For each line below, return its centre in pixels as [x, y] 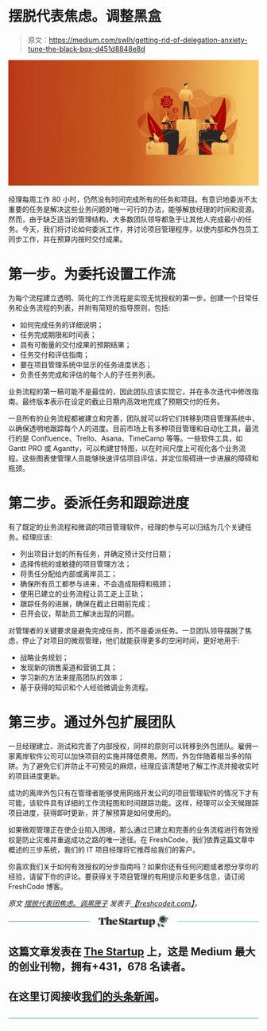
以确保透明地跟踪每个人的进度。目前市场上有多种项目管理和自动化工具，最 [130, 428]
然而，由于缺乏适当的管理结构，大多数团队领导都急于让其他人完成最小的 [126, 219]
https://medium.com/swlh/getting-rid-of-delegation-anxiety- [148, 40]
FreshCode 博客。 [38, 886]
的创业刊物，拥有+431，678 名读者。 [100, 967]
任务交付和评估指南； [54, 355]
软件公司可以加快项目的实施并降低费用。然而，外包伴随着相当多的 [137, 756]
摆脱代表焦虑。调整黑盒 [85, 16]
